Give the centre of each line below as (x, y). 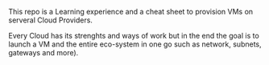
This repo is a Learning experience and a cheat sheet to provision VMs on (131, 12)
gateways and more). (43, 53)
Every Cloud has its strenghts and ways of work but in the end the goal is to (134, 36)
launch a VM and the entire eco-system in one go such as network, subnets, (135, 44)
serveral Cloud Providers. (50, 20)
